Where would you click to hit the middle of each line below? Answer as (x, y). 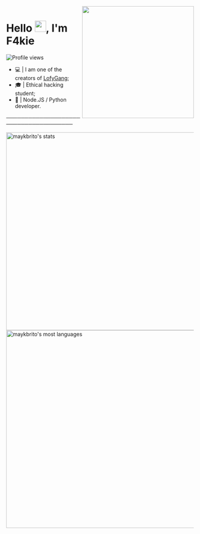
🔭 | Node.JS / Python (40, 99)
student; (25, 93)
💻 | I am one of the (38, 69)
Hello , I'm (37, 28)
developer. (28, 106)
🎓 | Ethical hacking (39, 85)
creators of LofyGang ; (42, 78)
